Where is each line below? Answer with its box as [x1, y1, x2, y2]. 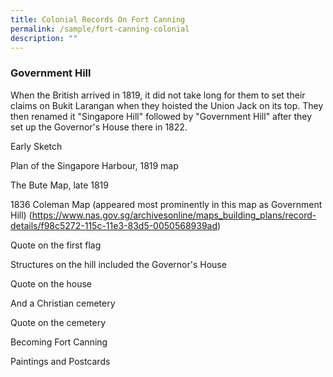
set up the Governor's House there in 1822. [10, 121, 188, 133]
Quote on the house [10, 277, 92, 290]
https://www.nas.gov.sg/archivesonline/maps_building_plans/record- [31, 209, 317, 221]
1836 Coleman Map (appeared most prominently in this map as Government [10, 198, 323, 210]
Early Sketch [10, 140, 63, 152]
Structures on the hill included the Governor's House [10, 258, 227, 270]
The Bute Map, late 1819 [10, 179, 109, 191]
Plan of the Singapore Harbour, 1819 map [10, 159, 179, 171]
